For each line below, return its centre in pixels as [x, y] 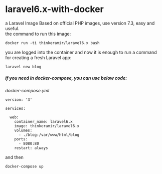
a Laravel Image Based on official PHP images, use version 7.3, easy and [80, 23]
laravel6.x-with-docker [54, 9]
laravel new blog [23, 67]
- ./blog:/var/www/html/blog [49, 135]
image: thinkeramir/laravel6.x [47, 126]
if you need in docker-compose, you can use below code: [66, 78]
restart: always [31, 148]
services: [16, 108]
